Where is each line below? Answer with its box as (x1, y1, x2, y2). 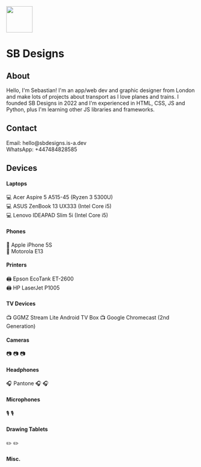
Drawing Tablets (6, 425, 48, 433)
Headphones (6, 366, 39, 373)
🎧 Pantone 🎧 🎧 (6, 380, 49, 387)
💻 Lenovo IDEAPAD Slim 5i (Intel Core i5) (6, 212, 109, 219)
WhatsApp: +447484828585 (6, 146, 77, 153)
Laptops (6, 180, 28, 187)
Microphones (6, 396, 41, 403)
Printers (6, 261, 27, 268)
